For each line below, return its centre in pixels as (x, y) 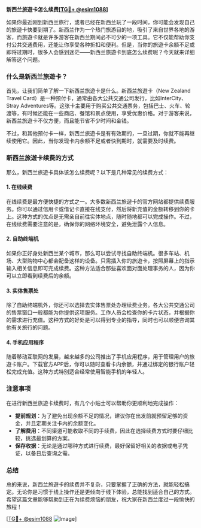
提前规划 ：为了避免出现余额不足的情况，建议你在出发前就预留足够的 (99, 415)
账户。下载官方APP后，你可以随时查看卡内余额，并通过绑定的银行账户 (103, 364)
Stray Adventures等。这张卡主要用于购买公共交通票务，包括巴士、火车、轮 (98, 106)
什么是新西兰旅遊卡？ (37, 76)
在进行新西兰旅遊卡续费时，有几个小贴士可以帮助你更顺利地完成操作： (93, 403)
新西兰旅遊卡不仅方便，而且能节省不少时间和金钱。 (69, 121)
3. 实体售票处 (22, 291)
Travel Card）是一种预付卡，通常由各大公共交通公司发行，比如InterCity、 (97, 98)
